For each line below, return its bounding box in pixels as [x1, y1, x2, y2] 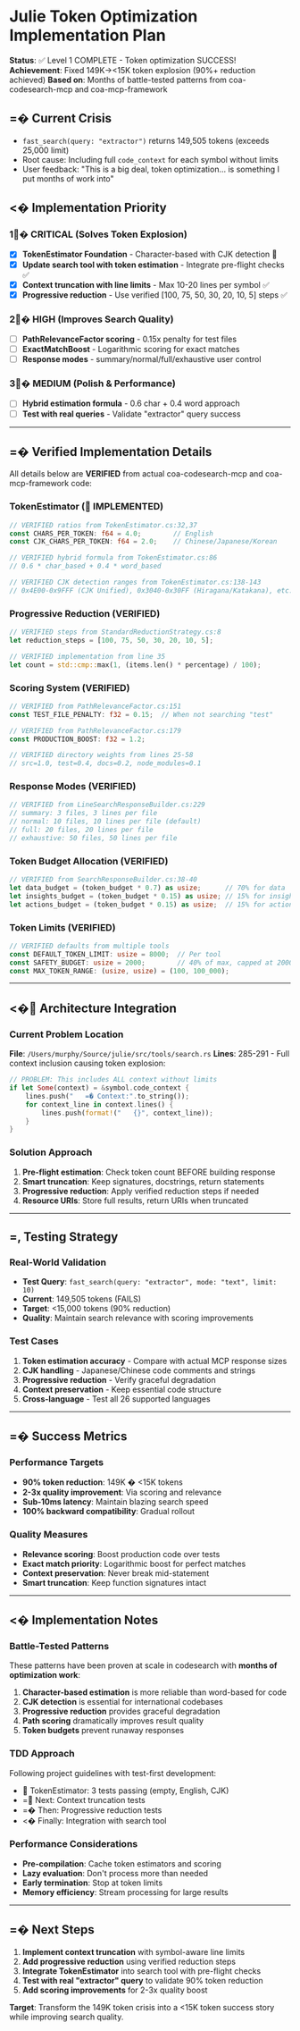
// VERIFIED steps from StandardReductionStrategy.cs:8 [9, 628, 221, 636]
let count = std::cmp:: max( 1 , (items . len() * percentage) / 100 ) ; [9, 660, 262, 670]
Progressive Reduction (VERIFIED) [9, 607, 161, 619]
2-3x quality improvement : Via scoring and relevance [21, 1487, 221, 1498]
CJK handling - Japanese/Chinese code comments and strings [21, 1365, 256, 1376]
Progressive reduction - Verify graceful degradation [21, 1374, 216, 1385]
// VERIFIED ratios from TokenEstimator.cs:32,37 [9, 520, 198, 529]
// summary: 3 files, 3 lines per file [9, 809, 158, 818]
